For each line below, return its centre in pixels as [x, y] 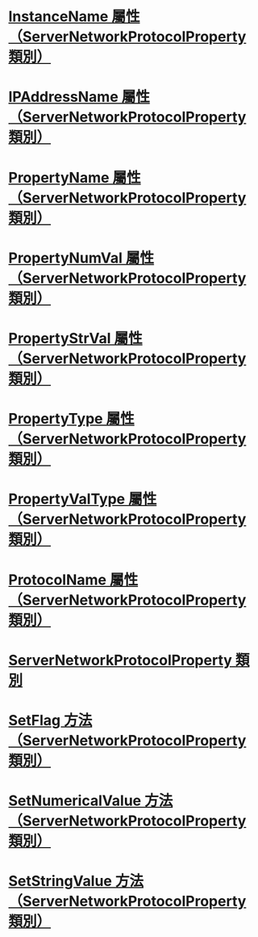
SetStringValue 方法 [76, 881]
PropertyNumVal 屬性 [81, 257]
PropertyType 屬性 [71, 419]
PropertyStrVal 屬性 [75, 338]
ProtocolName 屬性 [73, 580]
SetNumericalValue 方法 [91, 801]
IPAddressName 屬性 [79, 97]
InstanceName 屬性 [74, 17]
